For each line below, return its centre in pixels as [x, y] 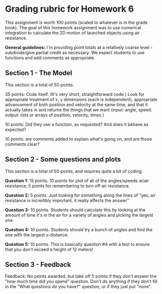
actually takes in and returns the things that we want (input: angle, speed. [79, 110]
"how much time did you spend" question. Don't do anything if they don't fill [81, 281]
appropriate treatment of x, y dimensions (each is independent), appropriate [81, 99]
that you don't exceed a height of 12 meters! [49, 249]
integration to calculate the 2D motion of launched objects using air [72, 33]
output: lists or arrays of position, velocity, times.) [55, 115]
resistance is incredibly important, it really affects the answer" [67, 200]
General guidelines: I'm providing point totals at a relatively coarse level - [79, 47]
